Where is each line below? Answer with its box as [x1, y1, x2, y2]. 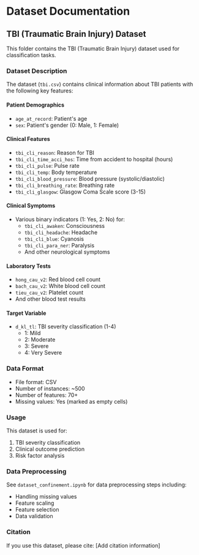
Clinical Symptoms [6, 202, 56, 210]
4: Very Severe [24, 349, 62, 357]
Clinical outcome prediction [15, 445, 85, 453]
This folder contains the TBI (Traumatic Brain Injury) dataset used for [6, 45, 180, 52]
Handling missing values [15, 493, 77, 500]
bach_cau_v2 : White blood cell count [15, 282, 106, 290]
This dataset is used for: [6, 427, 67, 434]
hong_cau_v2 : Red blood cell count [15, 276, 101, 283]
